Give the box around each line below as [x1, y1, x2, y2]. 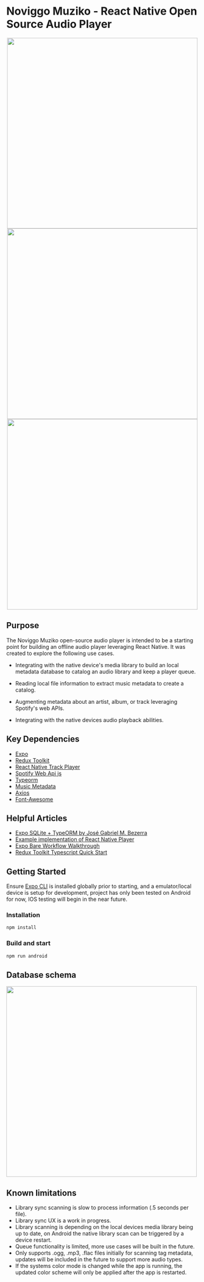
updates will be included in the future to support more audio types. [15, 1256, 183, 1263]
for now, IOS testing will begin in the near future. [6, 895, 128, 903]
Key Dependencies [6, 734, 80, 745]
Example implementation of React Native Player [15, 836, 135, 843]
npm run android [6, 953, 47, 959]
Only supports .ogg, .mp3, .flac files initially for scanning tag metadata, [15, 1249, 194, 1257]
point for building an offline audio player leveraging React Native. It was [6, 643, 186, 650]
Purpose [6, 620, 40, 631]
